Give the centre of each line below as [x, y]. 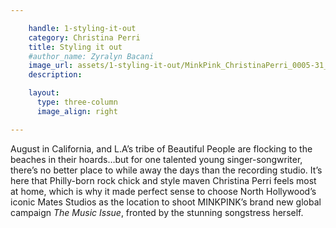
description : [55, 75]
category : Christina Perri [84, 37]
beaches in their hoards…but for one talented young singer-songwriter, [156, 159]
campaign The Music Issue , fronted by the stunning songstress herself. [157, 212]
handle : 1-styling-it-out [82, 28]
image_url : [51, 66]
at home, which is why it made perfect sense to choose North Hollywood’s [163, 191]
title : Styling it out [75, 47]
